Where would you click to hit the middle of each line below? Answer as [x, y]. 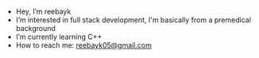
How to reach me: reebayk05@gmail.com [84, 45]
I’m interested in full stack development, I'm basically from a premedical [133, 20]
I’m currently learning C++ [59, 37]
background [35, 28]
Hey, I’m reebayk [43, 12]
